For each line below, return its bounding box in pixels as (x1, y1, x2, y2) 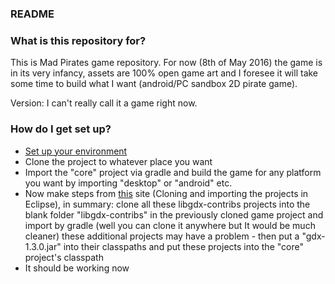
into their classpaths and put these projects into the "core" (63, 240, 304, 252)
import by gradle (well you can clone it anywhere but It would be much (24, 219, 316, 231)
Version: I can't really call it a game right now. (10, 97, 198, 109)
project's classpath (24, 251, 104, 263)
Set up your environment (24, 145, 128, 157)
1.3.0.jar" (24, 240, 62, 252)
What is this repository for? (10, 33, 147, 47)
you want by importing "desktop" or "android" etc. (24, 177, 233, 189)
